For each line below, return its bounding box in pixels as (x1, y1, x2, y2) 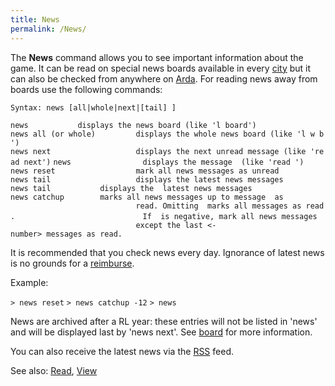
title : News (10, 14, 60, 25)
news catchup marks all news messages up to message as (10, 192, 284, 202)
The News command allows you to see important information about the (10, 51, 304, 63)
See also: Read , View (10, 364, 98, 376)
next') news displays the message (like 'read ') (23, 157, 305, 167)
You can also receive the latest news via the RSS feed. (10, 345, 234, 357)
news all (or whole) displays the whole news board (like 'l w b (10, 129, 325, 139)
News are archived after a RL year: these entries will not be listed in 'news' (10, 315, 318, 327)
